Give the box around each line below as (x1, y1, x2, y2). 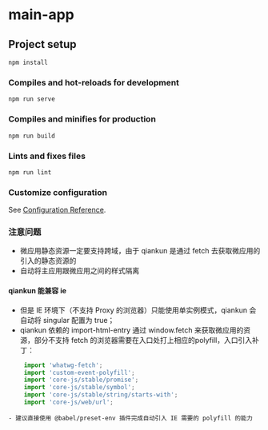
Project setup (8, 38, 78, 51)
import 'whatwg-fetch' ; (23, 361, 103, 369)
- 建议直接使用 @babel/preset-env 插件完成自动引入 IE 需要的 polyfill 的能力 (8, 414, 254, 422)
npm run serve (8, 95, 56, 103)
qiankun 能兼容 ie (8, 286, 66, 296)
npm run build (8, 132, 56, 140)
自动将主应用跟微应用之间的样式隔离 (19, 266, 140, 276)
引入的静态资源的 (19, 256, 77, 265)
